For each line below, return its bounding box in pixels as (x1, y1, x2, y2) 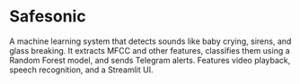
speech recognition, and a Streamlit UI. (9, 64, 154, 75)
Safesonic (9, 6, 87, 27)
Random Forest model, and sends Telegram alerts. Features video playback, (9, 55, 291, 65)
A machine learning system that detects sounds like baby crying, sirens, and (9, 36, 292, 46)
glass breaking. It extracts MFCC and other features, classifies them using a (9, 45, 290, 55)
